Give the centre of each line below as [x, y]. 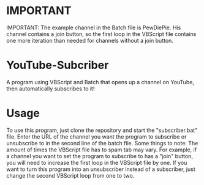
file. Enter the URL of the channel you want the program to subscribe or [96, 136]
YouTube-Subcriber [58, 65]
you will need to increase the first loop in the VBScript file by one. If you [97, 162]
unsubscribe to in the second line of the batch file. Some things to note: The [102, 143]
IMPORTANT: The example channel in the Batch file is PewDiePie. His [94, 27]
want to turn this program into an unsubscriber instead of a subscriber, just [101, 169]
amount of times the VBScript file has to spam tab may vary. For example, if [102, 150]
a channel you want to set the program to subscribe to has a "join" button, [100, 156]
